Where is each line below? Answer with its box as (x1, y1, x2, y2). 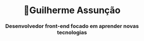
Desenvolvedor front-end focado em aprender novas (5, 23, 139, 30)
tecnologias (57, 29, 87, 36)
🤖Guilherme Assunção (23, 5, 121, 16)
